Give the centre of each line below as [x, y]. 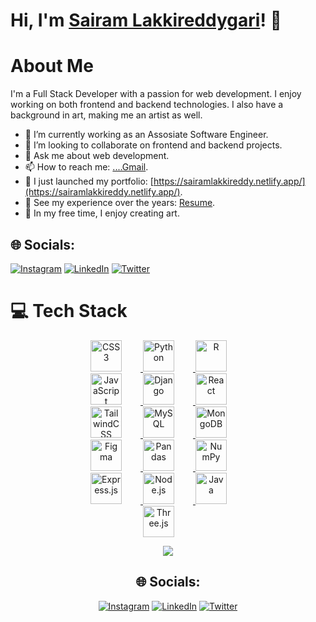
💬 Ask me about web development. [97, 156]
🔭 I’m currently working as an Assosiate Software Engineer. [146, 135]
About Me [52, 66]
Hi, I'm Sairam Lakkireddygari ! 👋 [146, 20]
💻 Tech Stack [69, 311]
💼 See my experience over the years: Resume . [120, 203]
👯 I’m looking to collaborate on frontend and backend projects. [153, 145]
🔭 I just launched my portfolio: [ [89, 181]
